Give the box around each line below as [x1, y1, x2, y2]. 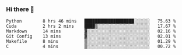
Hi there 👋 [6, 5, 35, 13]
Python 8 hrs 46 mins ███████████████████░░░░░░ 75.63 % [6, 19, 176, 24]
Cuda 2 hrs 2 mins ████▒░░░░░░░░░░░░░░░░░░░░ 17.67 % [6, 23, 176, 30]
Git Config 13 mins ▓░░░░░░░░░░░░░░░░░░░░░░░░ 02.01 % [6, 34, 176, 39]
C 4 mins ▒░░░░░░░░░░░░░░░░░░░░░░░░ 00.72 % [6, 43, 176, 50]
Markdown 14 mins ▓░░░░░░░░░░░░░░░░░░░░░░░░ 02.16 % [6, 28, 176, 34]
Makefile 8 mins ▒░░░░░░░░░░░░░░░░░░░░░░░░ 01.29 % [6, 39, 176, 45]
